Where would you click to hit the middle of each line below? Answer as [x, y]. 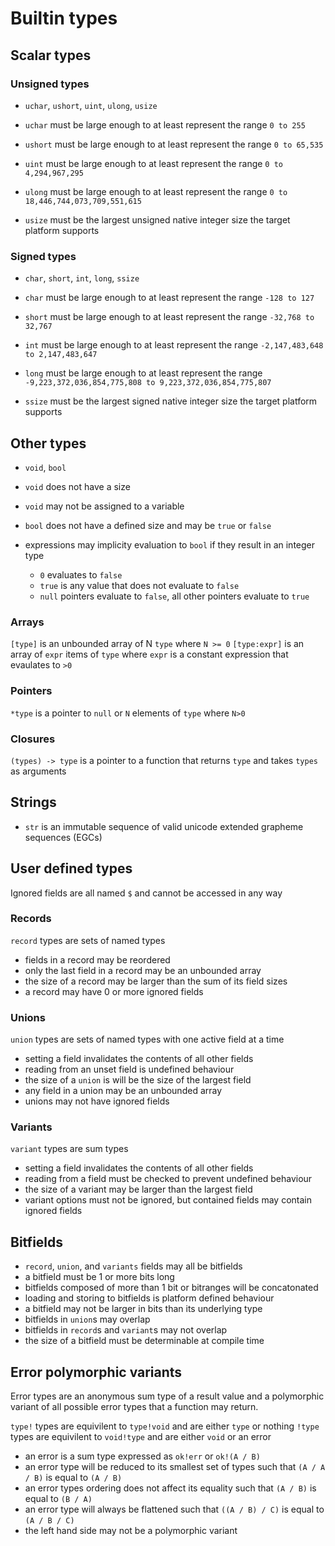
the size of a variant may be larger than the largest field [138, 1189]
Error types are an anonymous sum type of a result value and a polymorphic [167, 1396]
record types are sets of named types [88, 940]
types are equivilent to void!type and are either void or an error [141, 1437]
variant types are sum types [69, 1149]
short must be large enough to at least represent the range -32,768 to [169, 317]
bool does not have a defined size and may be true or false [148, 525]
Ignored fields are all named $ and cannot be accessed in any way [146, 893]
